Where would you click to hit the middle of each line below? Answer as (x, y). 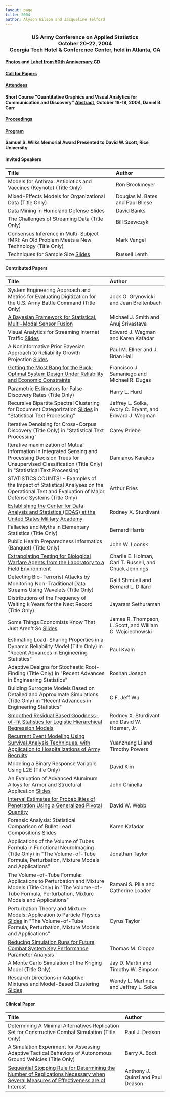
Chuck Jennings (129, 568)
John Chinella (126, 784)
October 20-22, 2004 (85, 44)
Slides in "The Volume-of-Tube (46, 921)
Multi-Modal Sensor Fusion (40, 324)
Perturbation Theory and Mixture (47, 908)
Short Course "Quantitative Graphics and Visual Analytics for (71, 96)
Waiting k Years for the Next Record (50, 604)
